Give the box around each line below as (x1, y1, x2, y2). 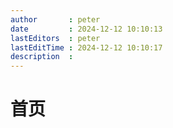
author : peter (10, 14, 101, 25)
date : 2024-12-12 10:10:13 (10, 24, 163, 34)
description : (10, 52, 74, 62)
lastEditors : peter (10, 33, 101, 43)
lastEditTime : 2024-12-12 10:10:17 (10, 42, 163, 53)
